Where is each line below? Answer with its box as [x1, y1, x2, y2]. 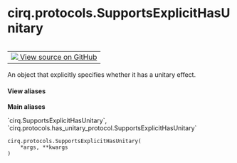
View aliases [7, 87, 46, 95]
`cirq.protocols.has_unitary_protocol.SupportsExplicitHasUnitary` [7, 124, 197, 132]
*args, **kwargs [20, 144, 69, 151]
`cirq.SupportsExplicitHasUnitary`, [7, 116, 107, 125]
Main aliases [7, 102, 46, 111]
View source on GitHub [20, 52, 98, 62]
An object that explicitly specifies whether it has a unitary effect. [7, 70, 196, 79]
